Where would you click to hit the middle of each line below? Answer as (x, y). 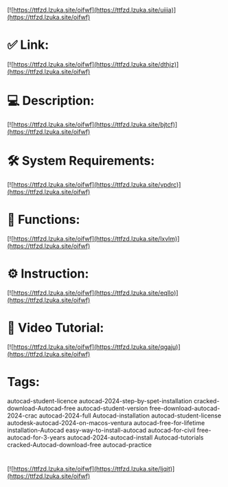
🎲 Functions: (44, 220)
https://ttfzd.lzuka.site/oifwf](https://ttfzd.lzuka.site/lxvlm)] (96, 238)
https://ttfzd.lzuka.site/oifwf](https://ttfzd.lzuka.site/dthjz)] (96, 64)
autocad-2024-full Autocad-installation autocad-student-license (130, 416)
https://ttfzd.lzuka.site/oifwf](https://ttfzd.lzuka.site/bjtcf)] (95, 124)
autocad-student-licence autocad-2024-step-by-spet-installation (100, 400)
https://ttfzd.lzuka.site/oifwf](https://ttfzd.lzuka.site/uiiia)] (95, 10)
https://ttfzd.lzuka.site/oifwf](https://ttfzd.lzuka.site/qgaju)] (97, 347)
